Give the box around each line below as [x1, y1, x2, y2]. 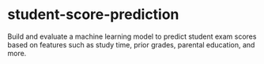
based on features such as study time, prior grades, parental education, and [7, 40, 255, 49]
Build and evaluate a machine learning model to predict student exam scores [7, 32, 257, 41]
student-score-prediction [7, 6, 179, 24]
